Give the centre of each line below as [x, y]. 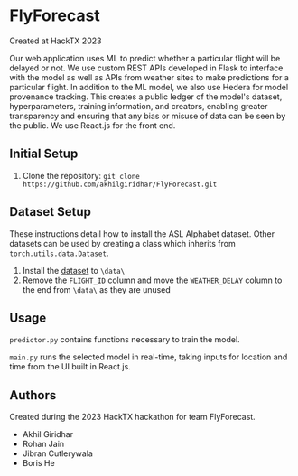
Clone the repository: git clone [81, 175]
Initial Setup [44, 154]
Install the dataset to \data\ [74, 270]
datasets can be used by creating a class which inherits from [123, 243]
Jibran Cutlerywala [57, 453]
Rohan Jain [43, 444]
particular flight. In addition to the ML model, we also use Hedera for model [149, 87]
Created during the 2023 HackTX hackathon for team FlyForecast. [132, 417]
